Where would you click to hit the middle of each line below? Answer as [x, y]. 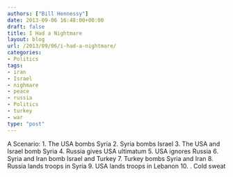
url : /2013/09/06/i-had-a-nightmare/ [62, 46]
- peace [18, 91]
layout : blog [26, 40]
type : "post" [26, 124]
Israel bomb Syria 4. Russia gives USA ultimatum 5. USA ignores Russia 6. [113, 151]
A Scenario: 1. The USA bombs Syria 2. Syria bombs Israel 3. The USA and [114, 144]
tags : [15, 66]
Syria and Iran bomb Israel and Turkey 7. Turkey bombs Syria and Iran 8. [110, 158]
